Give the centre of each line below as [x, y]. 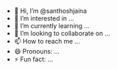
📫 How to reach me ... [47, 41]
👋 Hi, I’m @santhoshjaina [50, 11]
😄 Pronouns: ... [37, 51]
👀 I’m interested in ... [44, 18]
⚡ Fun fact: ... [33, 59]
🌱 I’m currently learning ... [52, 26]
